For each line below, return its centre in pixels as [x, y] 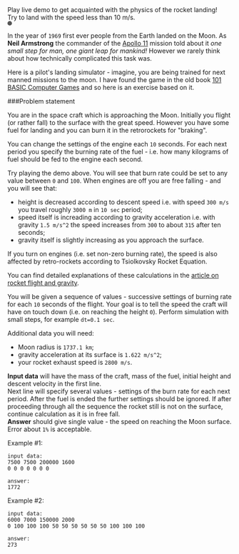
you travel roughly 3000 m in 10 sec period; [80, 210]
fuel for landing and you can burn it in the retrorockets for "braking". [107, 130]
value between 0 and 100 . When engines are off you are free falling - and [114, 181]
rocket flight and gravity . [44, 283]
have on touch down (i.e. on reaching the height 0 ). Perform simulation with [118, 312]
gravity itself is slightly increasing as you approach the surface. [111, 240]
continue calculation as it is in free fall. [64, 414]
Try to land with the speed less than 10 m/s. [71, 17]
